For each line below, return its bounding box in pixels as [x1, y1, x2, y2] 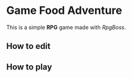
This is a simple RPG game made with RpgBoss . [6, 24, 127, 31]
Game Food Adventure [6, 4, 123, 18]
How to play [6, 62, 52, 72]
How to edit [6, 41, 50, 51]
